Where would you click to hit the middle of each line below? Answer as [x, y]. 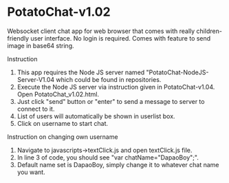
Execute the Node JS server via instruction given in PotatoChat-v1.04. [116, 87]
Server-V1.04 [36, 79]
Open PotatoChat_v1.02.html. [58, 94]
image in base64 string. [41, 45]
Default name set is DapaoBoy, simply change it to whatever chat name [118, 164]
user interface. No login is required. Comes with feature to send [121, 38]
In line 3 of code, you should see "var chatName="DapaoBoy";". [108, 157]
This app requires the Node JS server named [81, 72]
